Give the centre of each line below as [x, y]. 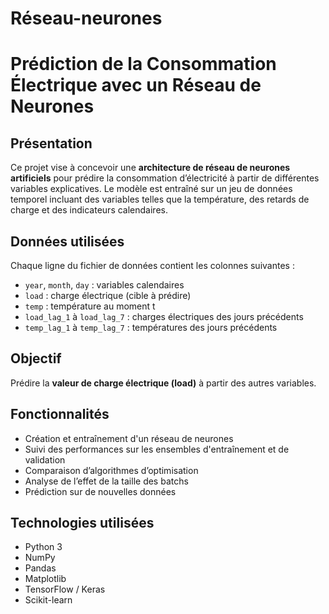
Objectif [36, 358]
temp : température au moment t [90, 306]
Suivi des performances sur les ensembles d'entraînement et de [157, 449]
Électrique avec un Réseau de [136, 85]
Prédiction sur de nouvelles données [100, 491]
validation [45, 459]
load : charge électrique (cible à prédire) [108, 295]
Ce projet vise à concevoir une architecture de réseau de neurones [150, 168]
